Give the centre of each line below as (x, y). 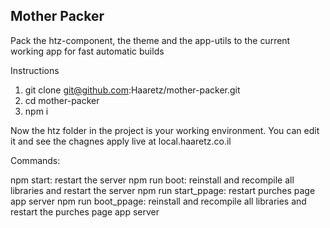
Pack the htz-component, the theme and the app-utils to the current (150, 40)
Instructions (35, 70)
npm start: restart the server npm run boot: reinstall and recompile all (152, 180)
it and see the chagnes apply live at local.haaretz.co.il (121, 141)
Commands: (35, 160)
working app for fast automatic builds (87, 51)
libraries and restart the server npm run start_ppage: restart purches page (163, 190)
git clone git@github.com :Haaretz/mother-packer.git (132, 90)
